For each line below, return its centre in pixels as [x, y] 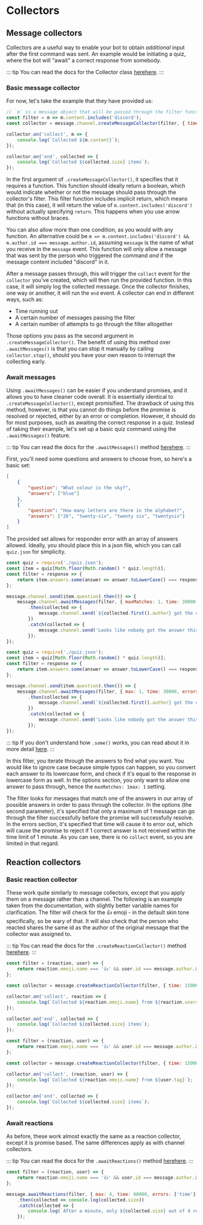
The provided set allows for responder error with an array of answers [92, 539]
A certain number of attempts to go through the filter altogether [94, 324]
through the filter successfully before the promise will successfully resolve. [100, 817]
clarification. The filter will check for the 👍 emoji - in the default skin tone [98, 912]
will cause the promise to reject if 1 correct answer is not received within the [101, 830]
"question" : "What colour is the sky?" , [79, 488]
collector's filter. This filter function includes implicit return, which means [97, 199]
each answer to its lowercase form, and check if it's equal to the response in [101, 773]
